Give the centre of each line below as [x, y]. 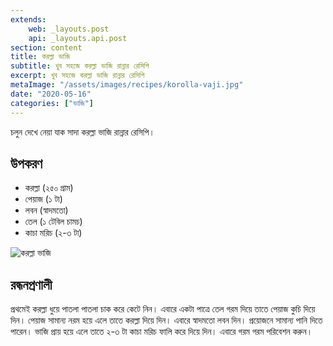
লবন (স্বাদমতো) [46, 210]
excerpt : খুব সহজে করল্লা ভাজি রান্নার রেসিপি [77, 76]
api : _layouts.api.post [78, 38]
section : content [46, 47]
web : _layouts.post [69, 29]
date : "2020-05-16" [51, 94]
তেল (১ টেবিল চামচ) [53, 222]
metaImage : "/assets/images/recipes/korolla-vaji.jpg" [127, 85]
